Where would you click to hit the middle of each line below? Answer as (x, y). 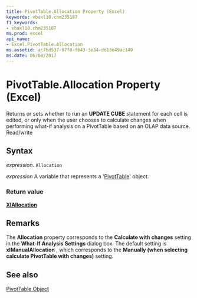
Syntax (19, 151)
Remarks (23, 223)
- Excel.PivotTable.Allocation (45, 45)
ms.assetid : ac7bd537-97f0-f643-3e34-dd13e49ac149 (70, 50)
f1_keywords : (22, 22)
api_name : (18, 39)
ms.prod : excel (25, 34)
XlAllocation (22, 205)
